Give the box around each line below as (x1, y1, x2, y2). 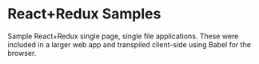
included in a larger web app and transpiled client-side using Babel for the (7, 39, 251, 49)
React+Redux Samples (7, 5, 161, 23)
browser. (7, 48, 37, 58)
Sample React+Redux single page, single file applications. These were (7, 31, 239, 41)
